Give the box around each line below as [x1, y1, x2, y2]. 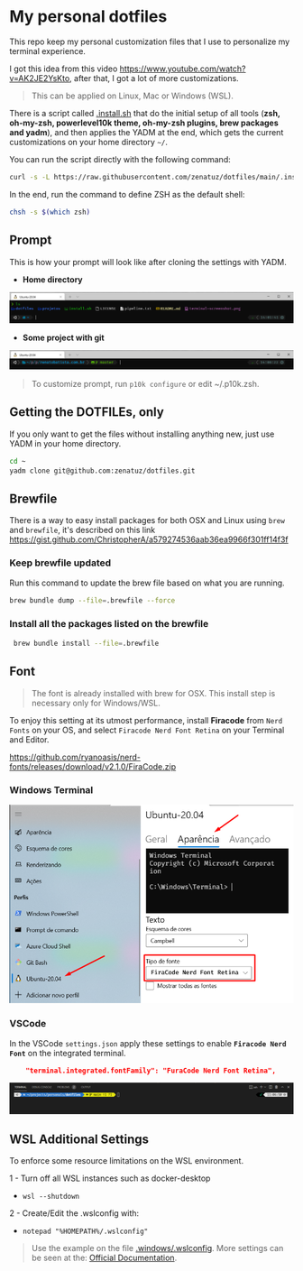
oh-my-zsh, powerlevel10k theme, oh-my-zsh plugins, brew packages [9, 117, 280, 128]
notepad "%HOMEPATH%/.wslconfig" [22, 1227, 149, 1237]
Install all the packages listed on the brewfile [9, 617, 209, 630]
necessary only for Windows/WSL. [31, 697, 161, 708]
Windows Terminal [9, 783, 94, 796]
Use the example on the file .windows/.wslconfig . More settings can [31, 1243, 284, 1254]
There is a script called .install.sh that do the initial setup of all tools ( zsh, [9, 107, 281, 118]
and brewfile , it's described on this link [9, 525, 156, 536]
